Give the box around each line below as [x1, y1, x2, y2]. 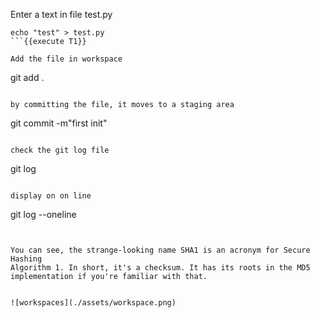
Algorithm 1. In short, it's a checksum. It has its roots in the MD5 [10, 263, 311, 273]
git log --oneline [10, 209, 77, 220]
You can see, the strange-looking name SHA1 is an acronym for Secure [10, 245, 311, 255]
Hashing [10, 254, 43, 264]
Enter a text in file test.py [10, 9, 113, 20]
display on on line [10, 191, 92, 201]
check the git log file [10, 145, 110, 155]
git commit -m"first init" [10, 117, 108, 129]
